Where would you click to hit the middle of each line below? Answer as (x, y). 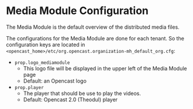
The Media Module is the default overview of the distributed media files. (93, 27)
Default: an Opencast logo (55, 81)
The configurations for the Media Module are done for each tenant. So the (95, 38)
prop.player (29, 87)
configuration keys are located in (46, 45)
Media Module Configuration (77, 11)
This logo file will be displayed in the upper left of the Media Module (105, 68)
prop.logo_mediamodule (42, 63)
